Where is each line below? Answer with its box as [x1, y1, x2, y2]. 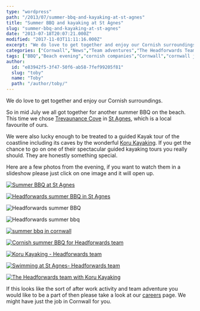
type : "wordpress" [6, 8, 52, 15]
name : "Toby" [11, 75, 44, 81]
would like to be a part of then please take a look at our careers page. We [6, 291, 186, 298]
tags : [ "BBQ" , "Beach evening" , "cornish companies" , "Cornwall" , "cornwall [6, 53, 190, 59]
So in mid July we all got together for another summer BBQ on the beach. [6, 108, 186, 116]
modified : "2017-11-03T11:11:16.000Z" [6, 36, 102, 42]
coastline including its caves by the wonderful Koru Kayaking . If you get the [6, 139, 192, 146]
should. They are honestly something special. [6, 152, 118, 158]
